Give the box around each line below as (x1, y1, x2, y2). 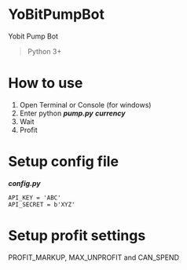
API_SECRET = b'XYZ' (8, 200, 76, 209)
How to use (8, 75, 83, 92)
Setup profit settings (8, 227, 146, 244)
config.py (8, 178, 41, 188)
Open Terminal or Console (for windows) (19, 100, 152, 109)
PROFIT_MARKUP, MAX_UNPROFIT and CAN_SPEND (8, 253, 179, 262)
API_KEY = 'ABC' (8, 194, 61, 202)
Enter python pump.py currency (19, 108, 126, 118)
